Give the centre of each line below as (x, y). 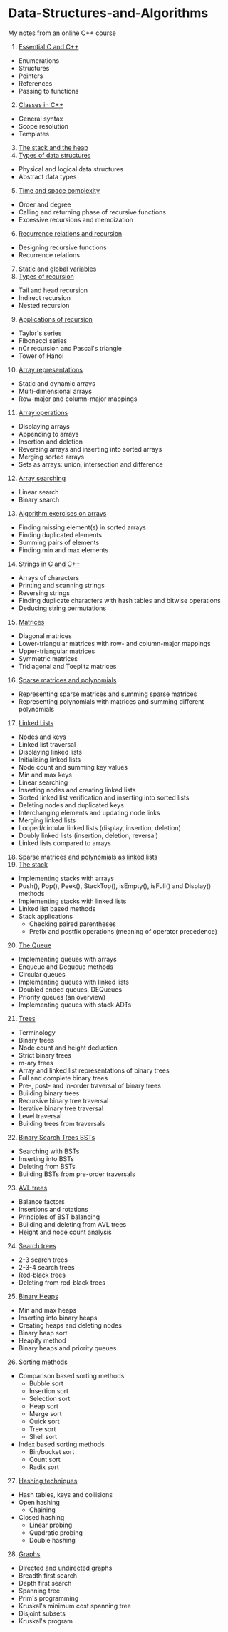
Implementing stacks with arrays (66, 878)
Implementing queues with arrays (67, 959)
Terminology (37, 1032)
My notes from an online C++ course (62, 33)
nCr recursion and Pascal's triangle (70, 348)
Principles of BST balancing (59, 1217)
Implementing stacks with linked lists (72, 901)
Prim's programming (48, 1598)
